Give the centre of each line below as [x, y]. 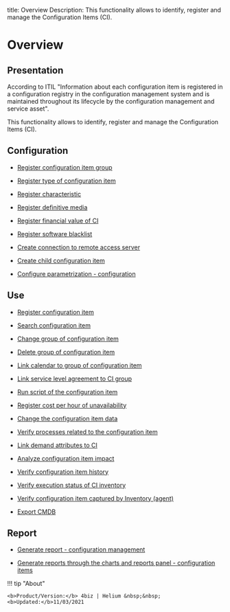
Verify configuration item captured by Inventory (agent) [95, 498]
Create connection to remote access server [79, 247]
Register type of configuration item [66, 181]
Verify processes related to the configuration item [87, 431]
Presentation [35, 70]
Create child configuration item [61, 260]
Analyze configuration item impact [66, 458]
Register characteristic [49, 194]
